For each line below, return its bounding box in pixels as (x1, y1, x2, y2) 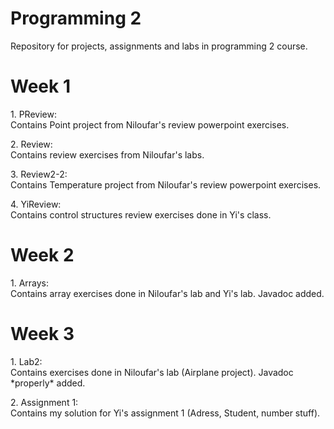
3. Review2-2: (10, 168, 68, 180)
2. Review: (10, 138, 53, 150)
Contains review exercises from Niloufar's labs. (10, 148, 205, 161)
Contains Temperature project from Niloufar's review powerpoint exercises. (10, 178, 322, 191)
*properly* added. (10, 377, 86, 389)
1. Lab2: (10, 355, 43, 367)
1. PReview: (10, 108, 57, 120)
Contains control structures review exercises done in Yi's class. (10, 208, 272, 221)
